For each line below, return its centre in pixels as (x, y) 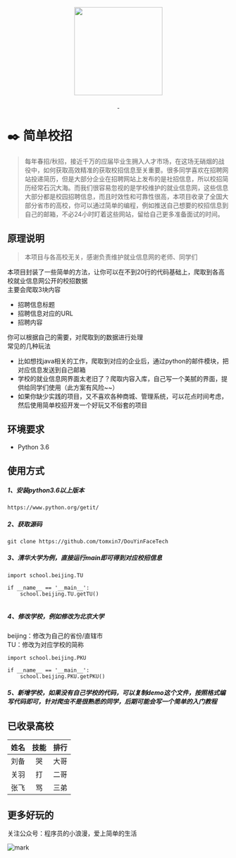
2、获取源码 (25, 524)
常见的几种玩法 (29, 346)
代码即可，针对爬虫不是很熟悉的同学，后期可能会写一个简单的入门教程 (115, 701)
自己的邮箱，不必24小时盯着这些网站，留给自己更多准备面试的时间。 (124, 214)
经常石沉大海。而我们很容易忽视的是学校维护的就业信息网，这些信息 (130, 188)
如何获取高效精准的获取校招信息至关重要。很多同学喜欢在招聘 (133, 170)
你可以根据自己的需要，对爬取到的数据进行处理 (75, 337)
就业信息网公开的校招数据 (50, 280)
